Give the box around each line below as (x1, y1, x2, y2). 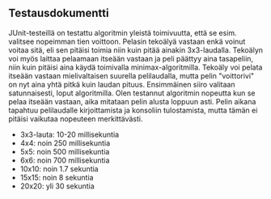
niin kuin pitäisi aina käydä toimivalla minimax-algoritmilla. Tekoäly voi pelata (8, 62, 263, 72)
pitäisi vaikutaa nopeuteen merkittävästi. (8, 113, 143, 124)
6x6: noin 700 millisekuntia (19, 155, 110, 165)
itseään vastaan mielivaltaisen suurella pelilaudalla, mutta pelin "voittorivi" (8, 70, 255, 80)
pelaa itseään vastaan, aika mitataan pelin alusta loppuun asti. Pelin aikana (8, 96, 256, 106)
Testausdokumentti (8, 6, 109, 20)
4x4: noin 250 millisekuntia (19, 138, 111, 148)
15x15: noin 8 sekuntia (19, 172, 94, 182)
